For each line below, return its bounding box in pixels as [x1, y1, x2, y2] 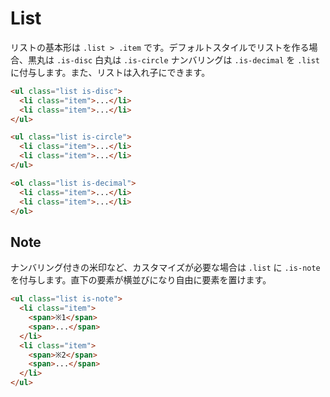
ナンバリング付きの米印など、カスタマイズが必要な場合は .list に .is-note [10, 262, 321, 274]
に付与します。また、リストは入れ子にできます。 [10, 66, 211, 78]
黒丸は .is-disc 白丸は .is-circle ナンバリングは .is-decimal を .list [27, 53, 320, 66]
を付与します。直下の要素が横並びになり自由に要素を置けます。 [10, 274, 272, 286]
